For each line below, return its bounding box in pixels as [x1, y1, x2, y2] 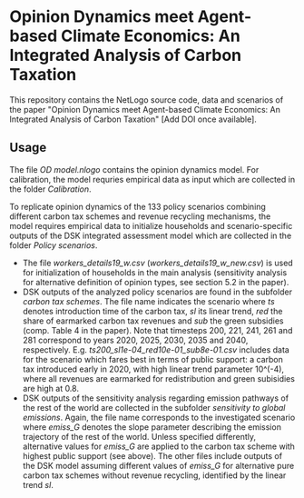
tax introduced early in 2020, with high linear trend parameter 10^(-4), [22, 364, 284, 374]
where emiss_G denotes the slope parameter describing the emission [22, 421, 281, 433]
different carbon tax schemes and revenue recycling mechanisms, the [9, 211, 271, 222]
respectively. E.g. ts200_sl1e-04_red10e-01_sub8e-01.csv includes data [22, 344, 290, 355]
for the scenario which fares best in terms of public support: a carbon [22, 354, 283, 364]
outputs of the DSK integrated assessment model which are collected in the [9, 230, 292, 241]
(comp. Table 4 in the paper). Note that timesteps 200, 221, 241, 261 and [22, 324, 293, 335]
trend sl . [22, 479, 54, 490]
